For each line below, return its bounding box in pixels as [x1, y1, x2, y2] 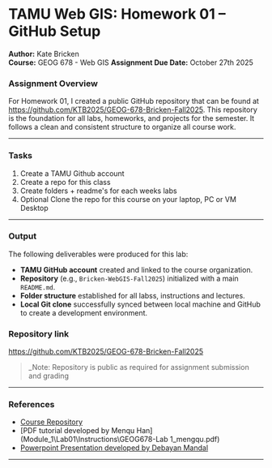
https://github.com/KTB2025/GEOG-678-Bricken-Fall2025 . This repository [8, 105, 257, 114]
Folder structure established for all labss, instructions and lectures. [19, 290, 245, 300]
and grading [28, 371, 69, 381]
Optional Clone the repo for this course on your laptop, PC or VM [19, 194, 237, 204]
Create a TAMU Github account [19, 168, 125, 178]
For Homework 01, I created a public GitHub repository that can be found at [8, 97, 259, 106]
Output [8, 230, 37, 242]
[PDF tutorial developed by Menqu [19, 426, 135, 436]
